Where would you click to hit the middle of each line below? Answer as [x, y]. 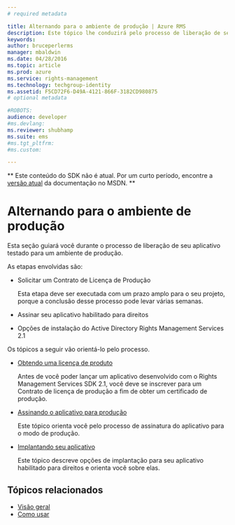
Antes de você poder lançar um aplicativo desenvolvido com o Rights [117, 377]
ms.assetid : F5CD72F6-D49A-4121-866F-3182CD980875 [83, 92]
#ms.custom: [24, 150]
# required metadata [37, 14]
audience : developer [37, 117]
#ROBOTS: [20, 111]
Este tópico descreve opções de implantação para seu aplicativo [111, 461]
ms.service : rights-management [53, 78]
